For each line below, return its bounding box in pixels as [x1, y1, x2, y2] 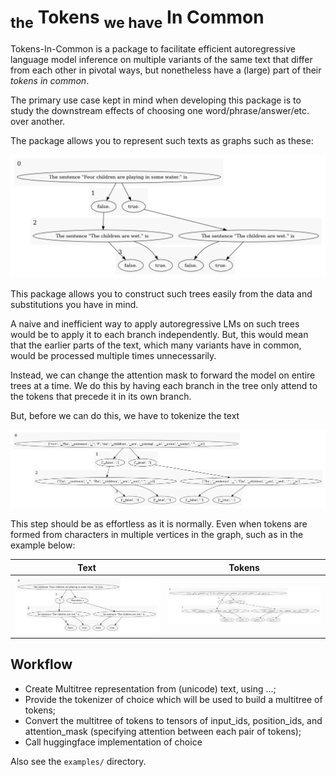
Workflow [10, 656, 73, 673]
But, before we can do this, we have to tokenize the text [10, 410, 240, 422]
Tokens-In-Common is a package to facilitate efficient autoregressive [10, 42, 296, 55]
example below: [10, 539, 76, 551]
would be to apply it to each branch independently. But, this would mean [10, 329, 309, 341]
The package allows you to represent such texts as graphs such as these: [10, 134, 314, 146]
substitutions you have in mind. [10, 299, 139, 311]
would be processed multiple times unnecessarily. [10, 350, 217, 362]
